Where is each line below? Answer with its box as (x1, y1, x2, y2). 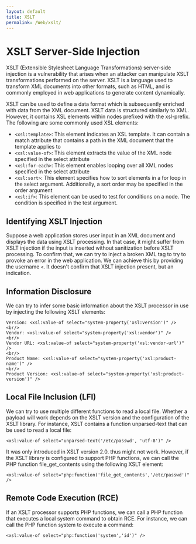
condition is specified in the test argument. (14, 199, 118, 206)
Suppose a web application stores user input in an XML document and (6, 232, 176, 239)
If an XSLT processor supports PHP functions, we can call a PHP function (6, 509, 183, 516)
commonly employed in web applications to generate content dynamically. (6, 89, 185, 96)
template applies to (14, 143, 61, 150)
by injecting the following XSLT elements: (6, 308, 105, 315)
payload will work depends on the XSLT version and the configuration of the (6, 414, 190, 421)
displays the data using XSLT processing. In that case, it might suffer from (6, 239, 184, 246)
